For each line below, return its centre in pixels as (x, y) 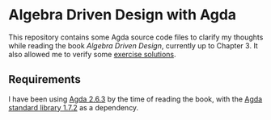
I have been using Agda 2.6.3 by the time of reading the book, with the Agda (135, 99)
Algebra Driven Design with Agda (123, 15)
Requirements (44, 79)
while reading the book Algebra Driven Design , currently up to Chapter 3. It (133, 45)
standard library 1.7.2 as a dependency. (74, 107)
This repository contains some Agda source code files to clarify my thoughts (136, 37)
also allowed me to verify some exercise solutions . (92, 54)
